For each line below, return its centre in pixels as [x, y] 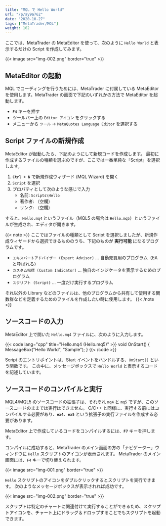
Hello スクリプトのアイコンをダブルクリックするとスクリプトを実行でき [78, 480]
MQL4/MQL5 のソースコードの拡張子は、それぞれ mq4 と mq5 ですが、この [80, 402]
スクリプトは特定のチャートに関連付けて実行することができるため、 [74, 506]
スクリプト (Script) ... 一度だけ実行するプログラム [63, 282]
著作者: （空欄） [36, 201]
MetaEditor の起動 [33, 75]
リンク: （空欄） [36, 207]
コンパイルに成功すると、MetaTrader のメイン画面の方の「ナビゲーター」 [80, 448]
